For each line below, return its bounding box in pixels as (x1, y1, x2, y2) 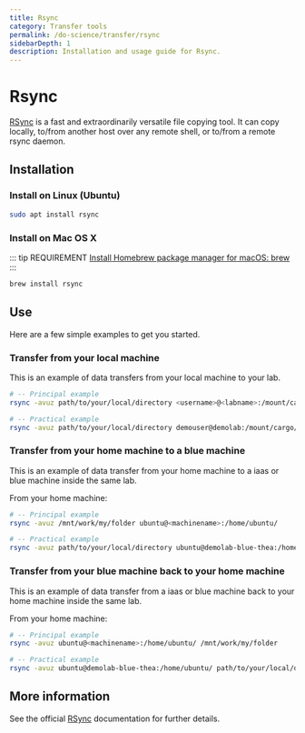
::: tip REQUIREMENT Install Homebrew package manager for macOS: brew (9, 252, 290, 263)
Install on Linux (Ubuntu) (9, 189, 121, 202)
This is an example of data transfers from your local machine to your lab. (9, 372, 281, 383)
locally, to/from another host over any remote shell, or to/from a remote (9, 126, 276, 137)
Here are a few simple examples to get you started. (9, 328, 201, 339)
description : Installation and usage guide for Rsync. (9, 47, 221, 56)
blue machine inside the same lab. (9, 475, 138, 486)
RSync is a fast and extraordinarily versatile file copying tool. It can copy (9, 116, 280, 127)
